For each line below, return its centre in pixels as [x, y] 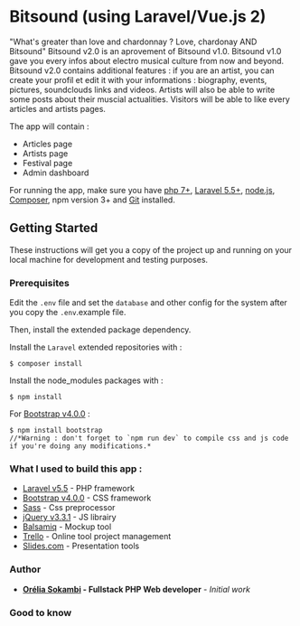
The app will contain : [49, 126]
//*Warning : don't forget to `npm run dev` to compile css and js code [149, 439]
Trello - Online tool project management [97, 537]
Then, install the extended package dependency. [100, 330]
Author [25, 569]
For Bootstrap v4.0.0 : [50, 414]
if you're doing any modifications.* [80, 446]
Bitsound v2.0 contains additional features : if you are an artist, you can [142, 70]
